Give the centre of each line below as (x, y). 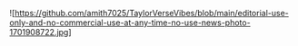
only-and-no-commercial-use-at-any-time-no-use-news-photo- (130, 23)
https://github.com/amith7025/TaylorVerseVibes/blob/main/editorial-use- (152, 13)
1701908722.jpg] (40, 32)
